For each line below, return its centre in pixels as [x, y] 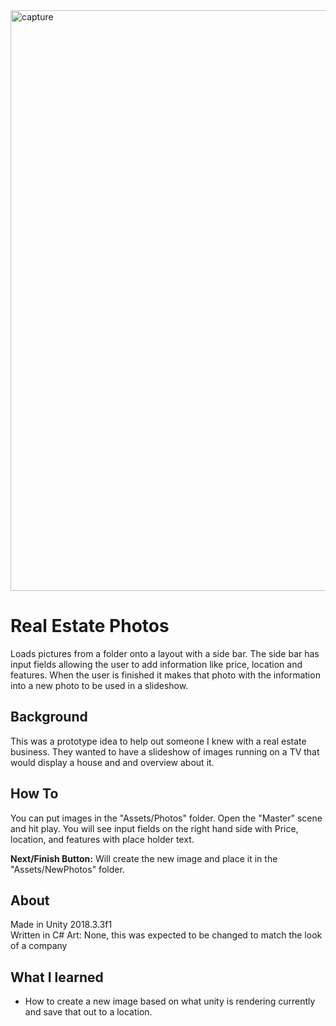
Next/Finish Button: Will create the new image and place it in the [144, 858]
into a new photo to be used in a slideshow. [99, 685]
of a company [39, 946]
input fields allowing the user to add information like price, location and [156, 664]
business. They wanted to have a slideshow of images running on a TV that [165, 751]
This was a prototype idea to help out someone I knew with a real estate [158, 741]
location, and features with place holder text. [102, 839]
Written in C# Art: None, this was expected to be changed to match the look [166, 935]
